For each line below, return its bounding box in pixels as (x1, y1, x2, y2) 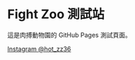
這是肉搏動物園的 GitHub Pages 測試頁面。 (7, 31, 132, 39)
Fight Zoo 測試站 (7, 6, 105, 22)
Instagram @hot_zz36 (7, 45, 71, 53)
